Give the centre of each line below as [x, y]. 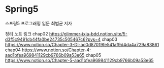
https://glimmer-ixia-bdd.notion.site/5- [88, 34]
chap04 [13, 50]
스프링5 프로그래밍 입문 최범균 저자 [39, 23]
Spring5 [22, 9]
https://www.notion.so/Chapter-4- [57, 50]
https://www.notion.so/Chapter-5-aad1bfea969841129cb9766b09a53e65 [80, 60]
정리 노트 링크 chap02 [27, 34]
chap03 [110, 39]
